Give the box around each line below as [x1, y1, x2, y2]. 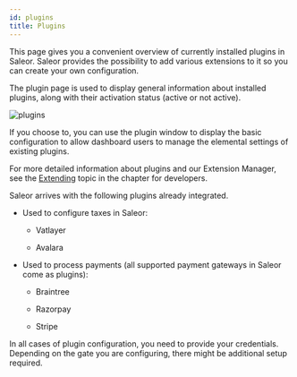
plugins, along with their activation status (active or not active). [9, 91, 242, 103]
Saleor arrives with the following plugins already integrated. [9, 190, 229, 201]
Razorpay [35, 304, 72, 314]
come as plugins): [21, 269, 89, 279]
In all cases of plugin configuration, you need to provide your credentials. [9, 338, 279, 349]
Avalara [35, 242, 64, 253]
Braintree [35, 286, 70, 296]
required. [9, 357, 43, 368]
